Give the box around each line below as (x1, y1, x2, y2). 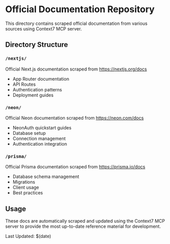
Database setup (12, 130, 46, 136)
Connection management (12, 135, 66, 142)
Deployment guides (12, 92, 54, 98)
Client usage (12, 184, 40, 191)
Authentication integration (12, 141, 67, 147)
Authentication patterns (12, 86, 62, 92)
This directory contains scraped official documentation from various (5, 20, 148, 26)
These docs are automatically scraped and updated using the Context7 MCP (5, 218, 165, 224)
